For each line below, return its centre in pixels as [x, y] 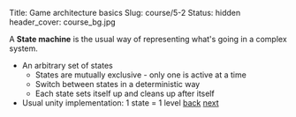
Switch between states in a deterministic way [118, 84]
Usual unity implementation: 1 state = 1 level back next [120, 103]
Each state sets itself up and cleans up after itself [125, 93]
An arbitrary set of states [67, 66]
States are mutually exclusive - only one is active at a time [141, 75]
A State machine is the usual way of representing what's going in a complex [148, 39]
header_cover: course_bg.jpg [63, 22]
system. [23, 48]
